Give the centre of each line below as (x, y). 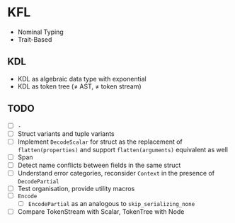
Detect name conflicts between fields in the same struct (99, 165)
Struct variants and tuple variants (66, 133)
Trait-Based (35, 39)
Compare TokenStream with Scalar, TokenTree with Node (101, 211)
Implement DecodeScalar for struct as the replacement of (100, 142)
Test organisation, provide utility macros (76, 188)
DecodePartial (38, 181)
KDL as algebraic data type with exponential (82, 79)
